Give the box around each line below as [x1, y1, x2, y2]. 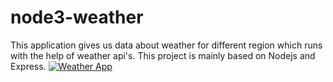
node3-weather [10, 6, 144, 29]
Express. [10, 60, 47, 72]
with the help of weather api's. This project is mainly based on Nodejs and [10, 49, 316, 61]
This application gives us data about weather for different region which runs [10, 39, 323, 51]
